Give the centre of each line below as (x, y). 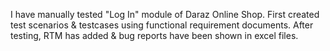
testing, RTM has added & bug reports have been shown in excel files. (154, 35)
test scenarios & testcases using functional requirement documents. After (162, 25)
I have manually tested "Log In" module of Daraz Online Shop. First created (165, 14)
